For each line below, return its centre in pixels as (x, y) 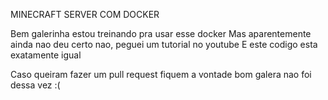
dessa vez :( (35, 85)
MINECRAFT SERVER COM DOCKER (85, 14)
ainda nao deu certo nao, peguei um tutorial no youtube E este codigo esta (164, 44)
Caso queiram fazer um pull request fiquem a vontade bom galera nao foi (161, 74)
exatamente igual (46, 55)
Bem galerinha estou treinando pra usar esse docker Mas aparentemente (161, 33)
